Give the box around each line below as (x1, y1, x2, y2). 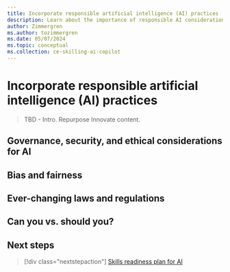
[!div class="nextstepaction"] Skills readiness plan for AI (23, 258, 183, 266)
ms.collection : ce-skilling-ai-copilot (7, 49, 121, 56)
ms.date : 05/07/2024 (7, 36, 66, 43)
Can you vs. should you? (7, 216, 114, 227)
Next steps (7, 239, 55, 251)
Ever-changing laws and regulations (7, 192, 165, 204)
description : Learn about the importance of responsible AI (7, 16, 183, 23)
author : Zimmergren (7, 23, 63, 30)
